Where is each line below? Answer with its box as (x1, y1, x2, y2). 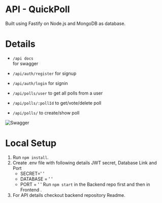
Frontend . (20, 187, 42, 193)
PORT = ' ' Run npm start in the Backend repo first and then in (20, 181, 150, 187)
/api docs (12, 56, 34, 61)
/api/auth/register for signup (12, 70, 77, 76)
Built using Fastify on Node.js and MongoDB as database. (5, 20, 126, 26)
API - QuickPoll (5, 4, 70, 15)
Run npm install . (12, 154, 49, 160)
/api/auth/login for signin (12, 80, 68, 86)
